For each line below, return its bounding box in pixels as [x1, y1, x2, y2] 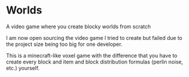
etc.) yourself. [6, 64, 40, 71]
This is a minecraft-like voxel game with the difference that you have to [6, 52, 178, 59]
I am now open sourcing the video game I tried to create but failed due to [6, 34, 183, 41]
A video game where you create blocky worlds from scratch [6, 23, 151, 30]
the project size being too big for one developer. [6, 41, 123, 48]
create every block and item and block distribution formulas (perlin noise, [6, 58, 184, 65]
